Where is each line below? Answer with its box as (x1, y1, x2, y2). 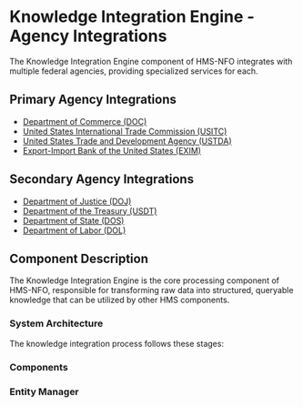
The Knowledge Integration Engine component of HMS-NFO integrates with (9, 56, 293, 66)
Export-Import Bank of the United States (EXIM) (22, 145, 202, 156)
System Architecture (9, 317, 104, 330)
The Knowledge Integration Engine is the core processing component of (9, 275, 280, 286)
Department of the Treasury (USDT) (22, 205, 157, 216)
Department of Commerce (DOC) (22, 116, 147, 127)
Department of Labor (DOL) (22, 225, 126, 236)
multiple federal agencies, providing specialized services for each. (9, 66, 258, 76)
